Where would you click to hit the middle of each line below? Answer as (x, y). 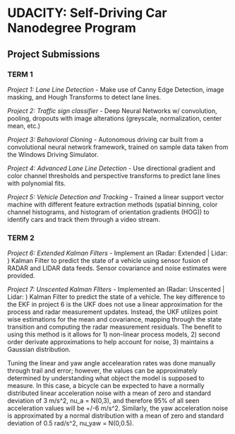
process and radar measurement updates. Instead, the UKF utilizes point (113, 312)
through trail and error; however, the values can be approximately (102, 371)
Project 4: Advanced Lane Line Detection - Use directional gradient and (112, 168)
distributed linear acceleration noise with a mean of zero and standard (109, 393)
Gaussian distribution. (39, 350)
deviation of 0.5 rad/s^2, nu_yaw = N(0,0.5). (71, 423)
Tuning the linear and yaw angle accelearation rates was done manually (112, 363)
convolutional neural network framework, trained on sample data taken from (118, 147)
